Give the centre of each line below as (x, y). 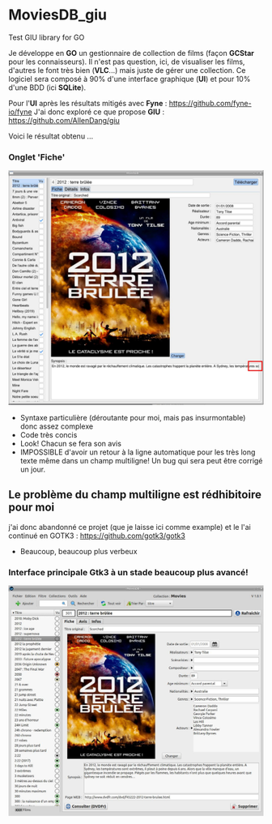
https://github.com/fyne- (210, 103)
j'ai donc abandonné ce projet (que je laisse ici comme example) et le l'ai (130, 527)
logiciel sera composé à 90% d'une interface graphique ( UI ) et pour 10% (130, 79)
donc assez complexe (57, 426)
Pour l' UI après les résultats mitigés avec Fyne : (88, 103)
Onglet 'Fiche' (37, 157)
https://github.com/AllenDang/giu (64, 120)
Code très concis (49, 434)
